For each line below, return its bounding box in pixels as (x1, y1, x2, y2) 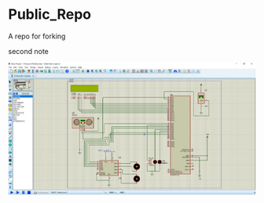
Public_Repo (8, 5, 92, 24)
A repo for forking (8, 31, 66, 41)
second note (8, 46, 49, 56)
